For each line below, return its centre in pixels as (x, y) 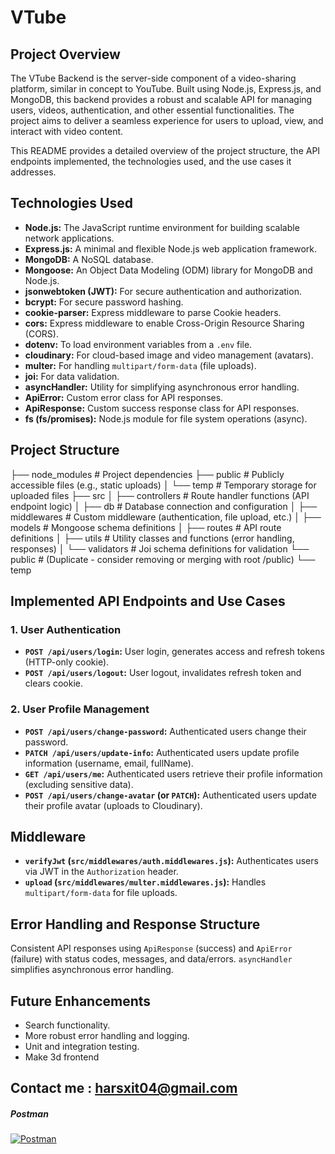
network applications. (69, 238)
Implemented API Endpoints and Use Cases (148, 601)
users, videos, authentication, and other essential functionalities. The (152, 110)
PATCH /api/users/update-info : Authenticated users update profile (162, 752)
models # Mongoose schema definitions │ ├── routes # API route (146, 527)
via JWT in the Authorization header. (101, 872)
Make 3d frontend (62, 1057)
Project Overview (65, 54)
